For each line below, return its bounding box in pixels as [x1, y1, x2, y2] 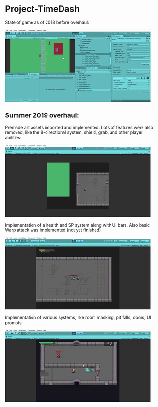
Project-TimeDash [5, 3, 80, 15]
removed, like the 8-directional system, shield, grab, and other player [5, 130, 143, 135]
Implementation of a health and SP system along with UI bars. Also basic [5, 222, 150, 228]
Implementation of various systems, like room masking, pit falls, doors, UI [5, 314, 152, 320]
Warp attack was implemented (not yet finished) [5, 227, 101, 233]
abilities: [5, 134, 22, 140]
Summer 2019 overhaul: [5, 112, 79, 120]
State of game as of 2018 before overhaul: [5, 19, 89, 25]
